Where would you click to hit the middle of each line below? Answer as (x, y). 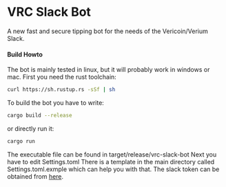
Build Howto (25, 54)
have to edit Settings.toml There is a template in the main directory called (111, 161)
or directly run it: (31, 128)
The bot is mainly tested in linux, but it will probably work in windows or (109, 70)
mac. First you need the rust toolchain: (62, 77)
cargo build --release (40, 116)
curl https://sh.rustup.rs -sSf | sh (61, 90)
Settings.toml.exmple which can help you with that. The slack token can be (113, 169)
